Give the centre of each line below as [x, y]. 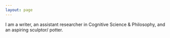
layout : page [19, 10]
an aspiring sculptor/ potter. [34, 30]
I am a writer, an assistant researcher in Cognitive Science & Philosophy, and [85, 24]
